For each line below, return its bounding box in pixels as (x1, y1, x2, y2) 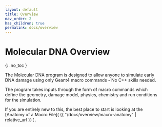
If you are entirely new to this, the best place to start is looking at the (5, 106, 143, 112)
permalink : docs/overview (5, 25, 58, 30)
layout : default (5, 7, 38, 12)
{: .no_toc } (5, 63, 27, 68)
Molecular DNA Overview (5, 46, 110, 58)
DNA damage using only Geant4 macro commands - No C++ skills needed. (5, 77, 156, 83)
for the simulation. (5, 97, 41, 103)
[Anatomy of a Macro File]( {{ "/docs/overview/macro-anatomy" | (5, 112, 137, 118)
